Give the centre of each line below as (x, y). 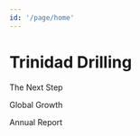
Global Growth (36, 104)
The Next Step (36, 87)
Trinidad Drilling (71, 62)
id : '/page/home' (42, 18)
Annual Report (36, 122)
